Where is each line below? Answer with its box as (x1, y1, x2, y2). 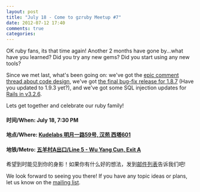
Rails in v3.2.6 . (6, 91, 42, 98)
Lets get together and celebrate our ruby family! (6, 102, 124, 109)
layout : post (6, 8, 39, 15)
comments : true (6, 25, 44, 32)
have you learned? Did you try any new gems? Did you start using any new (6, 54, 190, 61)
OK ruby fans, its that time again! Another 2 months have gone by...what (6, 47, 183, 54)
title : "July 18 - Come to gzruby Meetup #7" (6, 14, 121, 20)
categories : (6, 31, 36, 37)
